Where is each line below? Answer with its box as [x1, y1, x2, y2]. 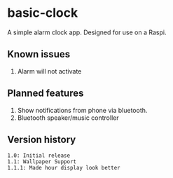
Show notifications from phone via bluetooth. [17, 106, 148, 114]
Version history [7, 133, 76, 145]
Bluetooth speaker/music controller [17, 114, 119, 122]
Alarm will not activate [17, 67, 82, 75]
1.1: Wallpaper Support [7, 158, 77, 165]
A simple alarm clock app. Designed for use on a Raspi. [7, 28, 167, 36]
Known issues [7, 48, 71, 60]
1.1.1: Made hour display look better [7, 165, 120, 172]
